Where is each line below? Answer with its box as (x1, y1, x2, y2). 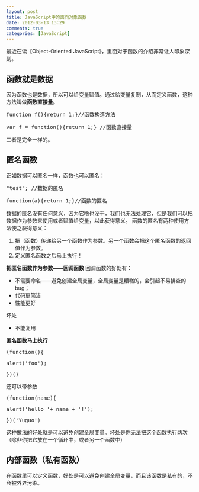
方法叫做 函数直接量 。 (6, 98, 58, 105)
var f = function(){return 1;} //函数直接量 (6, 124, 132, 130)
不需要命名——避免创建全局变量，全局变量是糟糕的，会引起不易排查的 (14, 276, 187, 284)
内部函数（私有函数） (6, 455, 84, 465)
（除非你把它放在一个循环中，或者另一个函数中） (6, 436, 126, 443)
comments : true (6, 25, 44, 31)
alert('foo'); (6, 359, 47, 366)
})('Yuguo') (6, 417, 41, 423)
